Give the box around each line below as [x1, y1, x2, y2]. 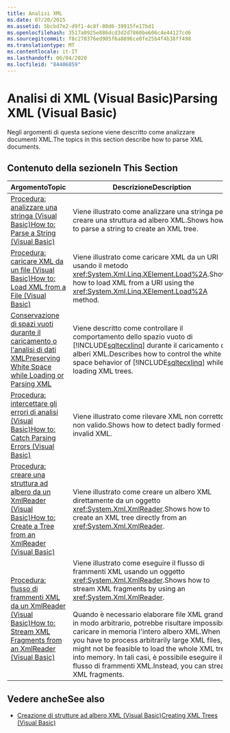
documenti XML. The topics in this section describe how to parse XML [7, 135, 203, 143]
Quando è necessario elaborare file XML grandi [73, 610, 225, 619]
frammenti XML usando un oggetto [73, 567, 185, 577]
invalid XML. [73, 429, 112, 439]
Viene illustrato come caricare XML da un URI [73, 252, 219, 262]
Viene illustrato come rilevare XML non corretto [73, 412, 225, 422]
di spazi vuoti [10, 320, 53, 329]
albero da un [10, 488, 51, 497]
